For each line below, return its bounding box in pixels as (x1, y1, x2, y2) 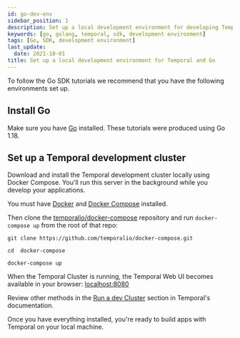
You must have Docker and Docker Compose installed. (7, 200, 168, 208)
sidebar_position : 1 (7, 17, 69, 24)
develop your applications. (7, 186, 86, 195)
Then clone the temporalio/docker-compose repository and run (7, 213, 194, 222)
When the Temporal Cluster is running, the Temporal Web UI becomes (7, 272, 214, 281)
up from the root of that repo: (33, 221, 118, 230)
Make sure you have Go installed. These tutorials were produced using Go (7, 123, 226, 132)
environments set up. (7, 83, 70, 93)
